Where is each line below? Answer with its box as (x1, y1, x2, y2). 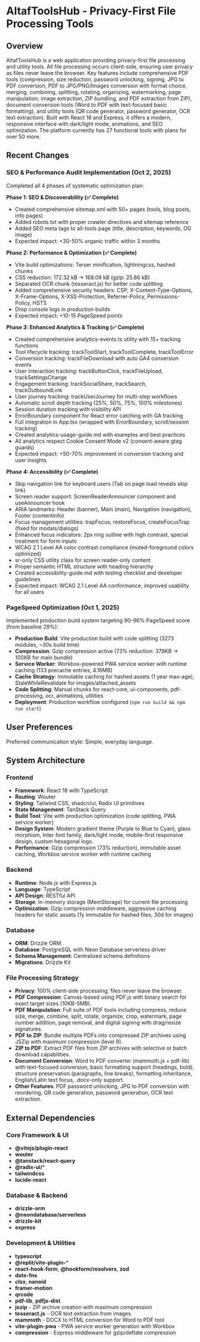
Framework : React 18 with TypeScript (14, 787, 108, 794)
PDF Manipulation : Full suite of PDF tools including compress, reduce (14, 1006, 187, 1014)
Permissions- (147, 292, 180, 300)
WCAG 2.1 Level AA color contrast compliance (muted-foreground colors (14, 543, 194, 551)
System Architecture (6, 755, 85, 766)
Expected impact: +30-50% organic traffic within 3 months (14, 237, 160, 244)
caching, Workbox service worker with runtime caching (14, 851, 151, 858)
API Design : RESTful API (14, 891, 76, 899)
